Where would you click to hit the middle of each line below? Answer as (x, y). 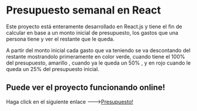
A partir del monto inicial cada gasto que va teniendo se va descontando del (98, 50)
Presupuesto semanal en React (84, 10)
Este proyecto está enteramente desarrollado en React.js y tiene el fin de (94, 26)
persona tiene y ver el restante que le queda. (60, 39)
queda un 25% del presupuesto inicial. (53, 69)
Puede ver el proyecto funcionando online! (86, 88)
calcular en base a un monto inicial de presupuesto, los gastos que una (92, 32)
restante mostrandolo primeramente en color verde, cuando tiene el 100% (96, 56)
